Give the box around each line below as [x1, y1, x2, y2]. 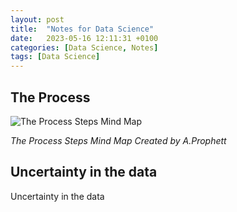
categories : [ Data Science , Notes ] [10, 42, 159, 53]
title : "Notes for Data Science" [10, 24, 155, 34]
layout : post [10, 14, 65, 25]
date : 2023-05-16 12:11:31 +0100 [10, 33, 159, 43]
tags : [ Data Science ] [10, 52, 101, 62]
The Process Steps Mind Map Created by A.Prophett [10, 134, 227, 146]
